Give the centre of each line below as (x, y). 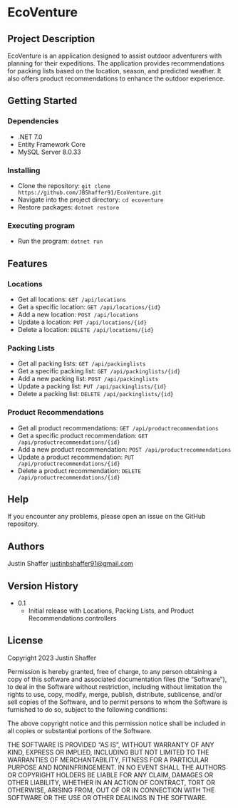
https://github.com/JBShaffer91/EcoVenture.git (89, 192)
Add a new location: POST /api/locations (78, 314)
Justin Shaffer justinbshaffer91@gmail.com (71, 564)
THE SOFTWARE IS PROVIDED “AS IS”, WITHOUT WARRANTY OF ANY (111, 745)
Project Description (51, 39)
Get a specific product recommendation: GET (83, 435)
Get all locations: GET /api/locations (72, 299)
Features (27, 263)
